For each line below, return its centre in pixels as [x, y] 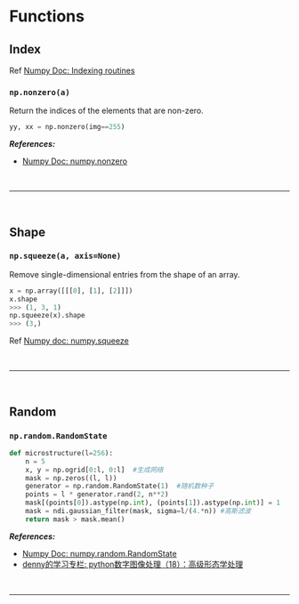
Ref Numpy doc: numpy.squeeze [69, 341]
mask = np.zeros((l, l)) [71, 478]
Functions [47, 16]
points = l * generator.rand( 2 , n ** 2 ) [97, 495]
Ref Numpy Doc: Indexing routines [72, 70]
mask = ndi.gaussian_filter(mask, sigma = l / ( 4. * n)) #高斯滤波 [138, 511]
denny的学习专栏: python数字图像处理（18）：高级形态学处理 [132, 564]
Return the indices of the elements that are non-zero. [107, 111]
